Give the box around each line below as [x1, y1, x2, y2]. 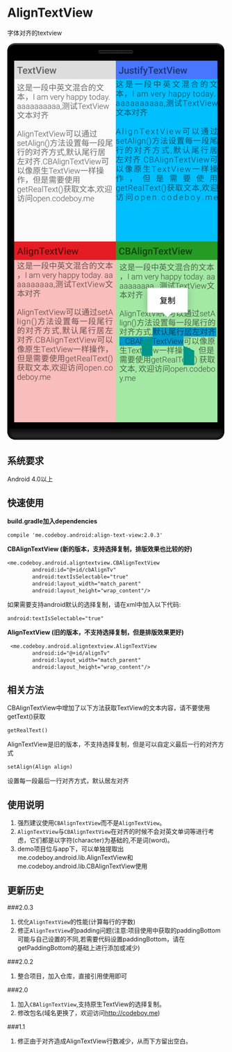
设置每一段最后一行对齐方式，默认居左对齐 [7, 776, 129, 785]
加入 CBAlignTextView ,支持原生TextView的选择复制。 [17, 1000, 165, 1008]
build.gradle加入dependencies [7, 517, 98, 525]
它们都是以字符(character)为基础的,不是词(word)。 [29, 836, 174, 844]
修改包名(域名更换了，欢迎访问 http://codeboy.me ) [17, 1009, 160, 1017]
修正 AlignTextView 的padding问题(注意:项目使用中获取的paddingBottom [17, 926, 221, 935]
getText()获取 [7, 712, 46, 721]
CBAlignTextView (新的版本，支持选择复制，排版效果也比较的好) [7, 544, 193, 553]
